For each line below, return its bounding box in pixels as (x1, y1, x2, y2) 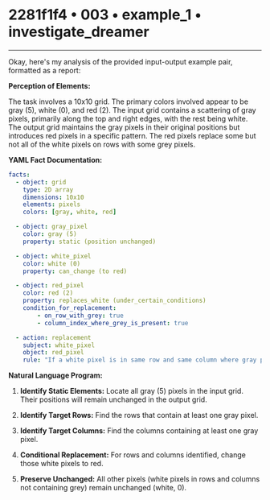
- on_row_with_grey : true (37, 312, 125, 320)
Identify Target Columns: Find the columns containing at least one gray (19, 426, 259, 436)
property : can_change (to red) (22, 267, 128, 275)
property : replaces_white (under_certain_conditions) (22, 296, 207, 305)
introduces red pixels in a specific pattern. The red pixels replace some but (8, 130, 256, 140)
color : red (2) (22, 289, 74, 297)
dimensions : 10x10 (22, 193, 84, 201)
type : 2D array (22, 185, 74, 194)
